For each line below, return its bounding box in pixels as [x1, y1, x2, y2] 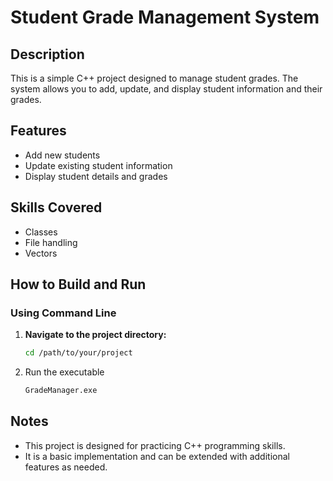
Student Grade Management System [10, 6, 320, 29]
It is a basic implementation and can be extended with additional [24, 450, 290, 462]
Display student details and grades [24, 170, 168, 182]
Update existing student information [24, 159, 173, 171]
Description [10, 46, 85, 63]
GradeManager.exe [24, 386, 98, 396]
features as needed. [24, 461, 108, 473]
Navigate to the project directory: [24, 329, 167, 341]
